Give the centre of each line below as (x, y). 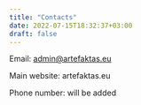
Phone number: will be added (63, 93)
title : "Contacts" (43, 17)
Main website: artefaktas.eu (60, 76)
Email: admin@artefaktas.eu (61, 59)
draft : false (33, 34)
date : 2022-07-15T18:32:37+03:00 (71, 26)
